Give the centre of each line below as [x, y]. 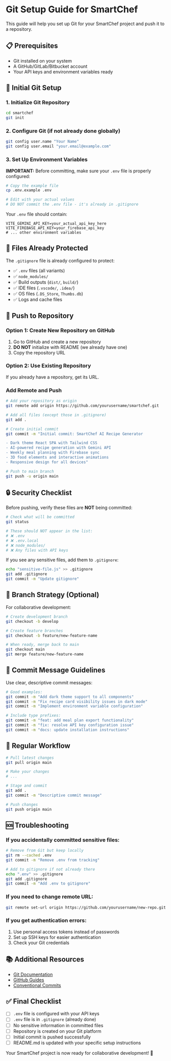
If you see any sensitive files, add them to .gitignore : [62, 560]
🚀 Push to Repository [40, 316]
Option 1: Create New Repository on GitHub [60, 330]
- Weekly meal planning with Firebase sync [53, 453]
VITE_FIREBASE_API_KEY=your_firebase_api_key [55, 228]
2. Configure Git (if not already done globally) [63, 131]
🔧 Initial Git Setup [34, 88]
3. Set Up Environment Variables [47, 160]
